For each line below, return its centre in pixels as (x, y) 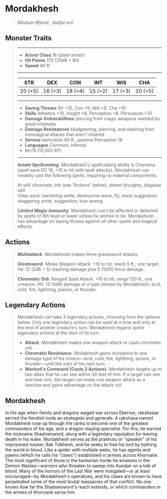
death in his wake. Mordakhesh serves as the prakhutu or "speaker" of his (81, 439)
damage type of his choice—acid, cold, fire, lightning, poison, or (90, 359)
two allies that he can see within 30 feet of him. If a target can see (92, 374)
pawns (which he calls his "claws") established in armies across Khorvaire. (82, 455)
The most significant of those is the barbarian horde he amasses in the (78, 461)
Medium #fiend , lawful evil (45, 22)
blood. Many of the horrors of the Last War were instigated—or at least (78, 471)
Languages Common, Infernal (55, 145)
